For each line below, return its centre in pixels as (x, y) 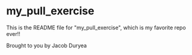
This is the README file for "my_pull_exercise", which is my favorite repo (96, 27)
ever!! (13, 33)
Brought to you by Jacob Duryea (47, 45)
